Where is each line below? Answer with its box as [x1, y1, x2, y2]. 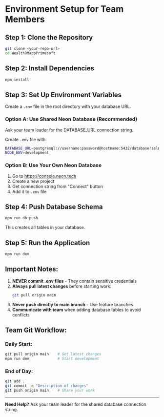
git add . [5, 379, 25, 384]
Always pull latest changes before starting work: [12, 283, 112, 289]
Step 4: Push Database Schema [5, 203, 103, 211]
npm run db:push [5, 216, 38, 221]
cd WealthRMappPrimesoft [5, 50, 56, 56]
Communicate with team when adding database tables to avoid [12, 307, 141, 313]
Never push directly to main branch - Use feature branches [12, 301, 133, 307]
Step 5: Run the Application [5, 238, 90, 247]
